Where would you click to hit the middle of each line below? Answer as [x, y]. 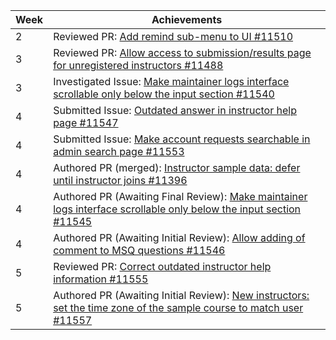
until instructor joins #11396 [120, 180]
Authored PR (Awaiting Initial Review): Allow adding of [179, 237]
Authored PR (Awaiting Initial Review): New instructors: [181, 295]
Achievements [187, 19]
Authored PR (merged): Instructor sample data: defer [177, 167]
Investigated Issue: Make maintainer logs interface [171, 81]
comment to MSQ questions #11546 [139, 250]
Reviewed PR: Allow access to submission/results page [182, 52]
